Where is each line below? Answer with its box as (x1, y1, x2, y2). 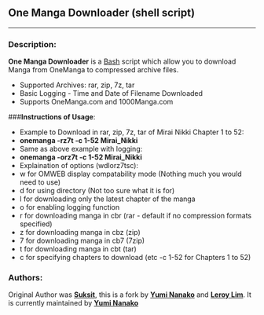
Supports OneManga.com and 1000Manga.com (19, 97, 174, 107)
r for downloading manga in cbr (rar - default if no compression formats (19, 211, 252, 221)
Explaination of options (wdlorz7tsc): (19, 161, 139, 170)
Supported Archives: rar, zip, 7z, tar (19, 80, 135, 90)
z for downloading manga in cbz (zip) (19, 228, 141, 237)
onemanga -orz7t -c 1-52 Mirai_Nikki (19, 152, 143, 162)
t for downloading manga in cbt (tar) (19, 244, 137, 254)
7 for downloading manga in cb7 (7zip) (19, 236, 145, 246)
